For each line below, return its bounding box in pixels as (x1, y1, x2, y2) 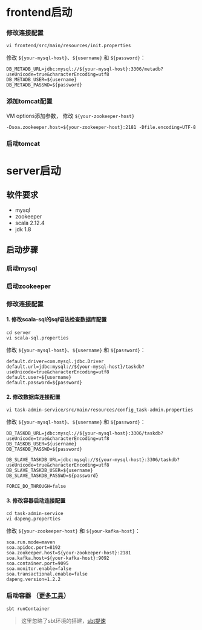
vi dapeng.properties (6, 516, 61, 522)
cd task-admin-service (6, 511, 64, 517)
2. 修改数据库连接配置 (6, 393, 60, 400)
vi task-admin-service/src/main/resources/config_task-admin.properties (6, 407, 194, 413)
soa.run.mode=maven (6, 539, 56, 545)
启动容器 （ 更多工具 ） (6, 591, 70, 600)
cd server (6, 330, 31, 336)
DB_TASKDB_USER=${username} (6, 441, 77, 447)
